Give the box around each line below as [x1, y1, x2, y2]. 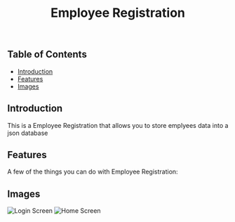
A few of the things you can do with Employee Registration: [7, 167, 178, 176]
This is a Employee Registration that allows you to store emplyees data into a [7, 121, 229, 129]
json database [7, 129, 48, 137]
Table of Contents [7, 48, 88, 60]
